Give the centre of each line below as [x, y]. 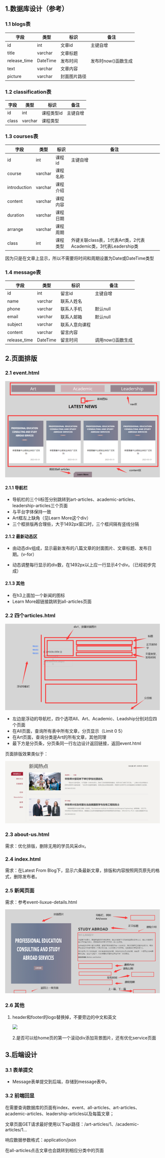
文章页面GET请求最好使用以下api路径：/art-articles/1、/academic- [72, 1124]
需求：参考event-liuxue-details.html [41, 902]
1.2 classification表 [28, 92]
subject [15, 324]
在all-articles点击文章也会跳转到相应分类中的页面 [55, 1150]
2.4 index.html [23, 859]
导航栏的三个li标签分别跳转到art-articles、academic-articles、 [75, 499]
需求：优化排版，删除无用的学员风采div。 [47, 846]
